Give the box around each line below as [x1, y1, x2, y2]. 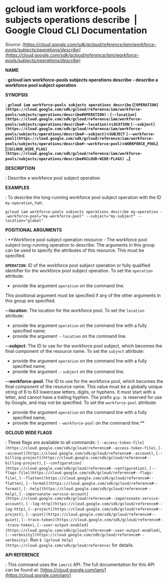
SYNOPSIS [5, 92, 29, 98]
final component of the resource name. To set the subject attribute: [5, 348, 144, 354]
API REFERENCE [5, 551, 40, 557]
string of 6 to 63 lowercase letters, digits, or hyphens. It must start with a [5, 388, 155, 395]
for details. [112, 542, 134, 548]
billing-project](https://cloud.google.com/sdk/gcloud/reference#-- [5, 455, 151, 460]
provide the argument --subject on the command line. [12, 368, 125, 374]
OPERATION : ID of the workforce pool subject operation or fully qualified [5, 262, 150, 268]
